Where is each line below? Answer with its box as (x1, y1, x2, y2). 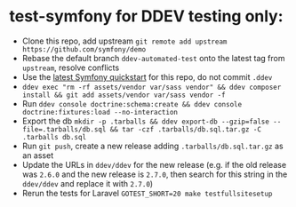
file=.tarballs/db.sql (21, 124, 107, 134)
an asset (21, 149, 54, 161)
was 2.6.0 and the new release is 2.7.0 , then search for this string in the (21, 169, 288, 179)
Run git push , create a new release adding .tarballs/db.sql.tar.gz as (21, 140, 284, 151)
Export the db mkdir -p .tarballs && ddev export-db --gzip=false (21, 115, 269, 126)
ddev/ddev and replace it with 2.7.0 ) (21, 178, 154, 188)
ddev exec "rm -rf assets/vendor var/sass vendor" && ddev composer (21, 83, 282, 92)
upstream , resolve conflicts (21, 62, 120, 73)
